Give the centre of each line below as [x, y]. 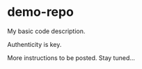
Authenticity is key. [34, 44]
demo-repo [41, 12]
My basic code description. [46, 31]
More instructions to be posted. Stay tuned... [71, 58]
